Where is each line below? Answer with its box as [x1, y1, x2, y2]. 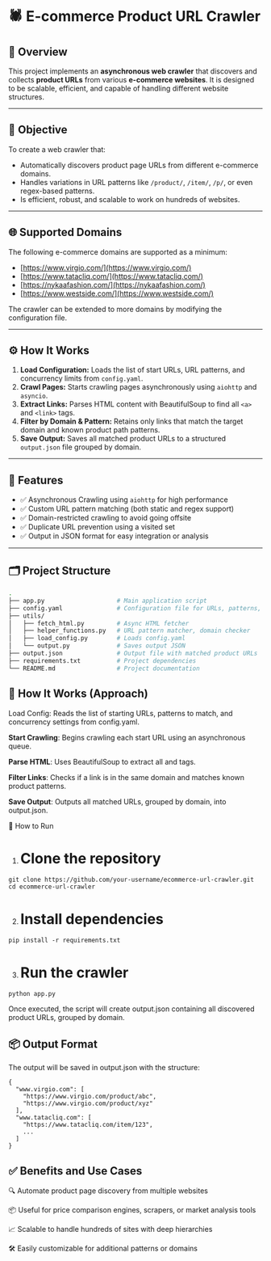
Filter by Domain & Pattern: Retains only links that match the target [19, 416, 244, 426]
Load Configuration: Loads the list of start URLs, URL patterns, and [19, 365, 245, 375]
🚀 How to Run [8, 820, 54, 830]
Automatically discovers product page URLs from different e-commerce [19, 160, 259, 170]
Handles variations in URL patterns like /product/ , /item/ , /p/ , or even [19, 177, 253, 187]
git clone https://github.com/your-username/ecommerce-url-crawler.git [8, 875, 254, 884]
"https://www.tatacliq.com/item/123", [23, 1121, 153, 1129]
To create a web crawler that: [8, 144, 106, 154]
